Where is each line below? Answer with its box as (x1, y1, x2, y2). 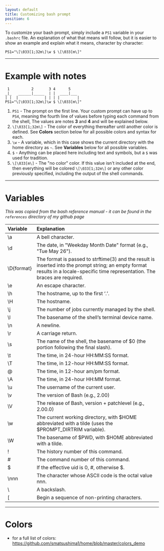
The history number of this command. (36, 448, 123, 455)
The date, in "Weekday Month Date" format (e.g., (36, 242, 148, 249)
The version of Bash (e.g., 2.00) (36, 392, 110, 399)
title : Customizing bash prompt (5, 12, 71, 17)
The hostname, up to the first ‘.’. (36, 290, 110, 297)
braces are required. (36, 274, 83, 281)
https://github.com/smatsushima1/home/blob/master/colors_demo (12, 540, 145, 547)
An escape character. (36, 282, 86, 289)
